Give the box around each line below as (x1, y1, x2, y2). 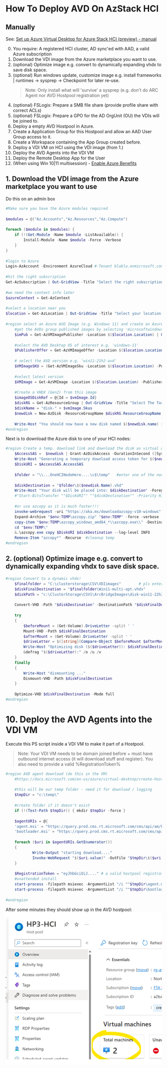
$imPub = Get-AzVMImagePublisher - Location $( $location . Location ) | (14, 332, 159, 337)
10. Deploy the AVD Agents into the (5, 714, 153, 725)
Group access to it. (12, 134, 52, 140)
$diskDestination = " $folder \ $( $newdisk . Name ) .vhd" (14, 483, 123, 488)
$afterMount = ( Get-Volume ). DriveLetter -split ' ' (23, 634, 133, 639)
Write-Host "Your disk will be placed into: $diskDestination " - (14, 488, 153, 493)
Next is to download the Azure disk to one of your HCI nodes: (5, 436, 131, 442)
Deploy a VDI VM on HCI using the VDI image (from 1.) (12, 145, 123, 150)
